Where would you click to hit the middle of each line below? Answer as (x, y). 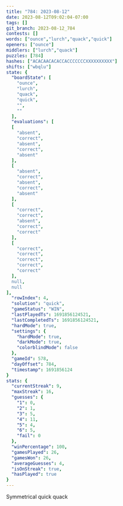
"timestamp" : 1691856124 (42, 370)
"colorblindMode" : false (47, 348)
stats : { (17, 381)
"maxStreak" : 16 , (33, 392)
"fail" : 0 (29, 436)
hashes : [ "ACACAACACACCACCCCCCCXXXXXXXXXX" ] (62, 61)
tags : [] (17, 23)
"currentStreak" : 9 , (37, 386)
